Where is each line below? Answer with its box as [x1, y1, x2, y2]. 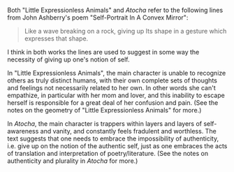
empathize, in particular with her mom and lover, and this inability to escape [7, 91, 225, 99]
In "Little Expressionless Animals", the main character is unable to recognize [7, 69, 226, 77]
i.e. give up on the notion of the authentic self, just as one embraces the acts [7, 142, 228, 150]
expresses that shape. [24, 34, 89, 43]
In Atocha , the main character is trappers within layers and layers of [7, 120, 203, 128]
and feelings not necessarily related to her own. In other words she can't [7, 84, 216, 92]
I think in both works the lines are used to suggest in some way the [7, 48, 200, 56]
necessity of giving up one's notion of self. [7, 55, 131, 64]
